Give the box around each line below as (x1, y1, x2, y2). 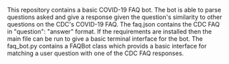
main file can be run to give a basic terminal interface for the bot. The (7, 35, 204, 43)
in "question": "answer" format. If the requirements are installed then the (7, 27, 213, 35)
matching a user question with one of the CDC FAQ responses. (7, 49, 184, 57)
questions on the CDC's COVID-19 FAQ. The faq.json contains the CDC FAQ (7, 20, 220, 28)
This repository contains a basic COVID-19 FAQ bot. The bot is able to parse (7, 6, 221, 14)
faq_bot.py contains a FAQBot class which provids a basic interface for (7, 42, 207, 50)
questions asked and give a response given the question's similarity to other (7, 13, 223, 21)
